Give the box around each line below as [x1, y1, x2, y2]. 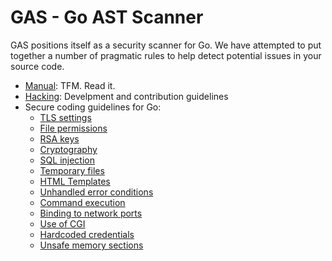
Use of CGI [39, 217, 86, 230]
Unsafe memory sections [39, 239, 144, 251]
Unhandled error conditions [39, 186, 154, 198]
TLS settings [39, 111, 92, 123]
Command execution [39, 196, 126, 208]
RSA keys [39, 132, 80, 145]
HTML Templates [39, 175, 111, 187]
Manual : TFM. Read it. [24, 79, 116, 91]
